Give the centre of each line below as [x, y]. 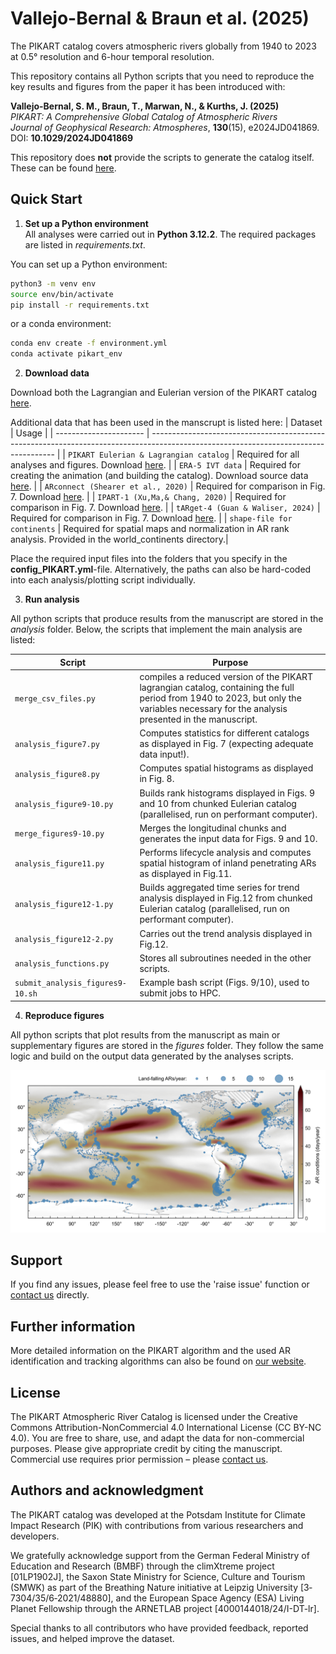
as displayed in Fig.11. [185, 874]
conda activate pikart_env [66, 354]
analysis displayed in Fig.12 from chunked [226, 898]
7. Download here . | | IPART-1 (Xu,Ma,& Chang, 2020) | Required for [148, 497]
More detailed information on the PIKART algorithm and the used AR [150, 1351]
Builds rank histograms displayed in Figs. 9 [227, 793]
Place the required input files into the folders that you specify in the [149, 559]
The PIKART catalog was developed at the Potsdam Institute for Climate [158, 1514]
